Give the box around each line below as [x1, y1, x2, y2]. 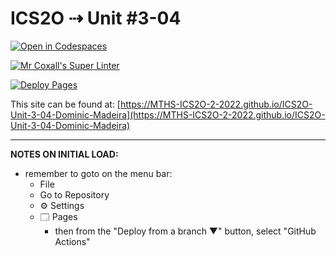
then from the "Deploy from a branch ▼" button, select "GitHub [54, 225, 317, 237]
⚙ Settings [39, 199, 85, 211]
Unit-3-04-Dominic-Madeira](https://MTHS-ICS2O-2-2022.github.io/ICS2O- [10, 108, 326, 121]
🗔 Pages [39, 210, 78, 222]
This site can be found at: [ [10, 98, 121, 110]
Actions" [54, 235, 91, 247]
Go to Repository [39, 188, 110, 201]
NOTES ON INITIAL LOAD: [10, 148, 119, 160]
